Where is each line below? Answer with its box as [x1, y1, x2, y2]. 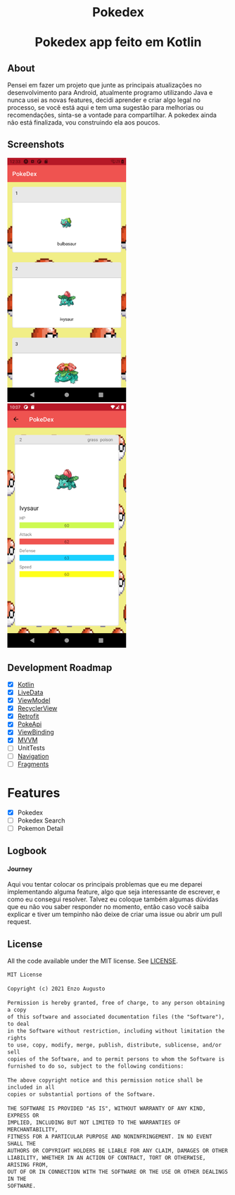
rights [7, 1034, 27, 1042]
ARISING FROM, [7, 1161, 49, 1169]
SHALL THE [7, 1140, 37, 1148]
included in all [7, 1084, 55, 1091]
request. [7, 918, 32, 926]
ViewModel [17, 696, 51, 705]
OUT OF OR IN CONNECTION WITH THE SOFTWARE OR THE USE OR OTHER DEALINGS [7, 1168, 229, 1176]
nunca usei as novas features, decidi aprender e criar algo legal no [7, 96, 201, 104]
